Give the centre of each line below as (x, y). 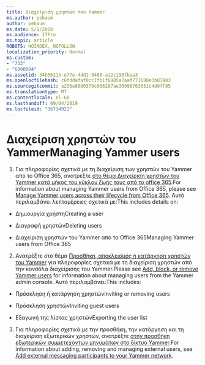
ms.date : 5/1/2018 (30, 29)
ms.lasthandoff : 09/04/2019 (42, 103)
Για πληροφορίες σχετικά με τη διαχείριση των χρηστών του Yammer (104, 169)
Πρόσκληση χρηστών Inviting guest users (67, 306)
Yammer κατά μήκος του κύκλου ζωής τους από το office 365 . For (98, 182)
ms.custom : (20, 58)
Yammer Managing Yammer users (93, 152)
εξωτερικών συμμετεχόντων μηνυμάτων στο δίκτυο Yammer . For (97, 343)
